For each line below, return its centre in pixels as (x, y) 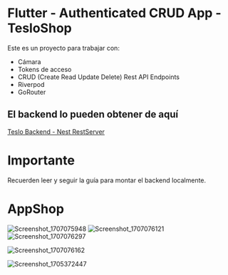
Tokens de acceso (45, 69)
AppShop (36, 209)
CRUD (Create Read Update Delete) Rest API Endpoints (99, 77)
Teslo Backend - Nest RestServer (56, 131)
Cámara (29, 61)
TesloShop (40, 28)
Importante (41, 160)
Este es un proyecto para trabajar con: (63, 48)
